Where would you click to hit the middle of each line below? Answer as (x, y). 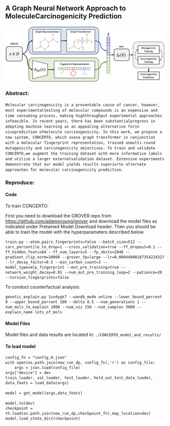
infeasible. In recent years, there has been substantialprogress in (80, 121)
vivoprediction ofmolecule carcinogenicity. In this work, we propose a (84, 132)
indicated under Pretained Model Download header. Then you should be (80, 226)
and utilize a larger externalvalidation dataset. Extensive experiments (85, 159)
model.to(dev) (20, 404)
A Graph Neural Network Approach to (66, 8)
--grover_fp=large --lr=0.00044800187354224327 (113, 257)
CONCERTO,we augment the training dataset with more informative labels (84, 154)
